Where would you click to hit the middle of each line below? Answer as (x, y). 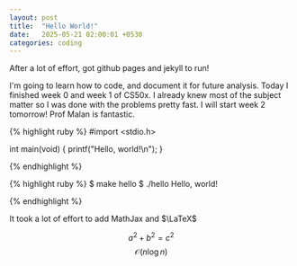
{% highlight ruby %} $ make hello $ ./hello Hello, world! (114, 184)
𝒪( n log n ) (151, 252)
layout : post (34, 18)
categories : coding (46, 43)
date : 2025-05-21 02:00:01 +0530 (76, 34)
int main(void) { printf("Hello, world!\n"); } (86, 149)
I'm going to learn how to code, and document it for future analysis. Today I (149, 85)
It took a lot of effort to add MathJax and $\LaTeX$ (103, 219)
